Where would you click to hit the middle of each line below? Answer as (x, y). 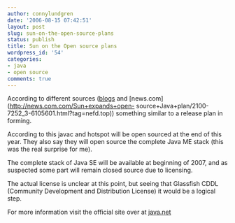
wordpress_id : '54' (36, 53)
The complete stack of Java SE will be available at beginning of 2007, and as (117, 163)
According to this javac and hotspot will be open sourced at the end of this (115, 134)
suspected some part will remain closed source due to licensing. (100, 170)
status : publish (31, 40)
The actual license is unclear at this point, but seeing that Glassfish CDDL (113, 184)
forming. (20, 121)
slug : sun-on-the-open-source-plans (60, 33)
